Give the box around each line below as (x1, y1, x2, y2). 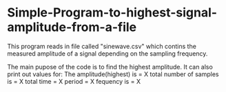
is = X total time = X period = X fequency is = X (7, 77, 141, 85)
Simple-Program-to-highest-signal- (7, 5, 218, 21)
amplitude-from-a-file (7, 19, 137, 35)
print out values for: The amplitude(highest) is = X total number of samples (7, 70, 219, 78)
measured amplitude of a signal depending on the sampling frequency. (7, 49, 208, 58)
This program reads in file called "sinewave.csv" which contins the (7, 42, 196, 50)
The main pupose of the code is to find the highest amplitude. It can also (7, 62, 214, 71)
